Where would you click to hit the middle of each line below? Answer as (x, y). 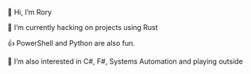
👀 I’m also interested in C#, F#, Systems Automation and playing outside (125, 61)
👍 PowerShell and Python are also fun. (71, 43)
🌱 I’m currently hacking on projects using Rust (83, 27)
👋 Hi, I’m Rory (30, 12)
